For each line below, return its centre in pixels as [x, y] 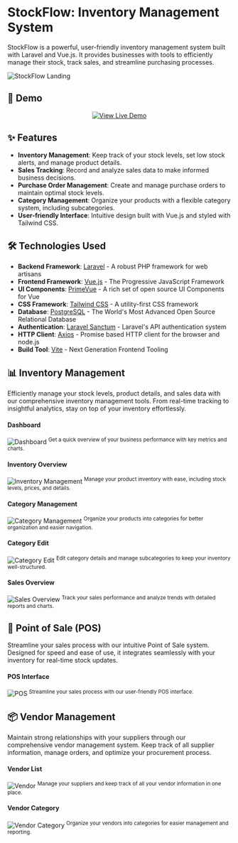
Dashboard [24, 425]
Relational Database [47, 320]
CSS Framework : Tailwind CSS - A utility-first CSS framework [108, 304]
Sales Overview [31, 582]
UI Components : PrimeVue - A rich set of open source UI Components [121, 289]
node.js [29, 342]
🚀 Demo [25, 98]
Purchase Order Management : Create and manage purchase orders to [121, 185]
